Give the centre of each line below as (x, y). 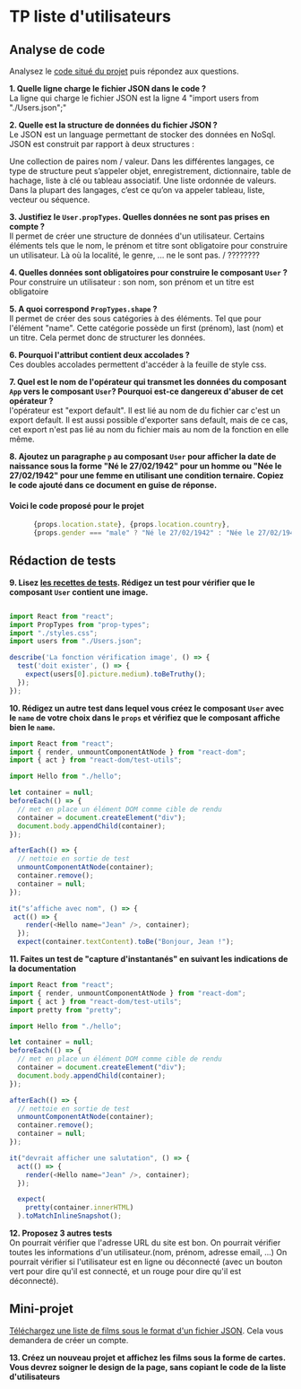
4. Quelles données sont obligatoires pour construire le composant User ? (149, 272)
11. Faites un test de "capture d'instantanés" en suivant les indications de (149, 959)
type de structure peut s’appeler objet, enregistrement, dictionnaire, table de (150, 171)
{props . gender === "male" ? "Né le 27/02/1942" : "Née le (143, 533)
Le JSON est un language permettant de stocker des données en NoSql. (142, 135)
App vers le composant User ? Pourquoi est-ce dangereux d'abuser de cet (146, 391)
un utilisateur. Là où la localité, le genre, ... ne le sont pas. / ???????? (134, 255)
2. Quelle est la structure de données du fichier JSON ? (113, 125)
